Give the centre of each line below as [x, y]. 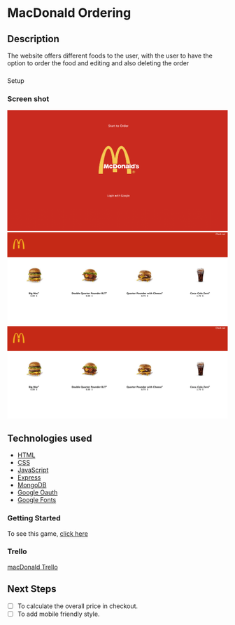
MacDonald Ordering [69, 13]
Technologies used [50, 438]
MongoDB [32, 485]
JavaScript [33, 470]
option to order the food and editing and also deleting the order [98, 63]
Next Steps [32, 589]
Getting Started [34, 518]
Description [33, 39]
